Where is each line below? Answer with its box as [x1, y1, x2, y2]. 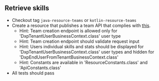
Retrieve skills [4, 4, 49, 12]
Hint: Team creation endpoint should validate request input [19, 38, 140, 44]
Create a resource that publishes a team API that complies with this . [11, 22, 151, 28]
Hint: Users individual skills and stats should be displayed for [19, 43, 144, 49]
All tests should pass [11, 70, 55, 76]
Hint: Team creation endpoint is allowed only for [19, 27, 118, 34]
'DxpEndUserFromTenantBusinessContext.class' [19, 54, 119, 60]
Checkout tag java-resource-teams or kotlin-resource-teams [11, 17, 137, 23]
